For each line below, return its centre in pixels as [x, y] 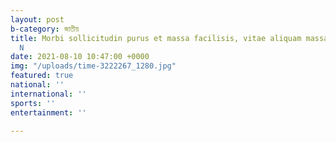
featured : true [42, 76]
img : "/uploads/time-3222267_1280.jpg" [93, 66]
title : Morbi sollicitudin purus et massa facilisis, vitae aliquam [156, 38]
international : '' [48, 94]
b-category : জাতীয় [45, 29]
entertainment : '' [48, 112]
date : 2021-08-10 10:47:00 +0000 [80, 57]
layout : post [37, 19]
